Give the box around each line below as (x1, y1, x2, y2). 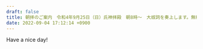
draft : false (6, 8, 39, 15)
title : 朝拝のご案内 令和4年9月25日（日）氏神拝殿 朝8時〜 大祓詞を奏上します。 (6, 14, 192, 20)
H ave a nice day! (6, 36, 48, 44)
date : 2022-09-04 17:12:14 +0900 (6, 20, 91, 26)
